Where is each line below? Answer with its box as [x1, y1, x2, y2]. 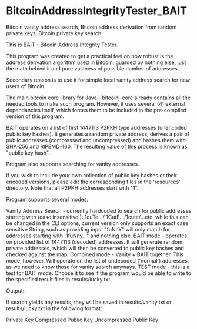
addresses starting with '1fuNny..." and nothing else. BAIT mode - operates [6, 232, 187, 239]
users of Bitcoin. [6, 82, 46, 89]
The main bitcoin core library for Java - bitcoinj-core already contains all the [6, 94, 191, 101]
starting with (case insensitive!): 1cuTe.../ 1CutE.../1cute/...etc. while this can [6, 213, 189, 220]
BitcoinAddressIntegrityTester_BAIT [6, 4, 187, 18]
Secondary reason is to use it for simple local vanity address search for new [6, 76, 191, 83]
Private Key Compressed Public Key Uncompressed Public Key [6, 316, 159, 323]
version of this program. [6, 113, 65, 120]
